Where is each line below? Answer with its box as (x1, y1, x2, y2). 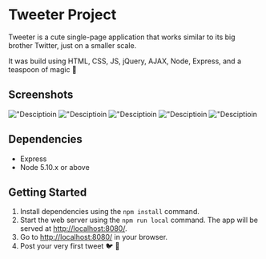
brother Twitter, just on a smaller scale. (8, 40, 137, 50)
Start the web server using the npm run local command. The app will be (19, 215, 259, 225)
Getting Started (8, 185, 87, 199)
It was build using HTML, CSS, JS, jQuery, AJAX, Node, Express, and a (8, 56, 242, 66)
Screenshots (8, 88, 74, 102)
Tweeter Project (8, 6, 117, 24)
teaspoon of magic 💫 (8, 64, 78, 74)
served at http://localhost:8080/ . (19, 224, 127, 233)
